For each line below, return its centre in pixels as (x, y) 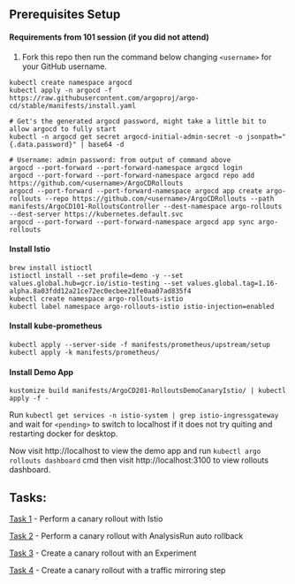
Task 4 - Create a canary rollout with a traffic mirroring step (117, 571)
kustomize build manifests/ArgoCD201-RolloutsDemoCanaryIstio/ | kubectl (148, 391)
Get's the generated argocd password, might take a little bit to (142, 121)
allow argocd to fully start (63, 129)
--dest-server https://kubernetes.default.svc (96, 214)
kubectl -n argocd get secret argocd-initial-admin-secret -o (126, 136)
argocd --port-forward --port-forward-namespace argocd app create (136, 191)
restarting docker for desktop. (64, 434)
